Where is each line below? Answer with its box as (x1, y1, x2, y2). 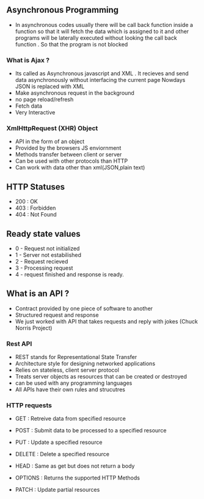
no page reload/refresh (15, 96, 74, 103)
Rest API (6, 339, 32, 348)
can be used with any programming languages (15, 379, 133, 387)
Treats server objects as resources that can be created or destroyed (15, 373, 188, 380)
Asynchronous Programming (6, 5, 119, 15)
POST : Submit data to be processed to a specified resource (15, 427, 167, 434)
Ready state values (6, 229, 81, 239)
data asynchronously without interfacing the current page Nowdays (15, 76, 186, 84)
